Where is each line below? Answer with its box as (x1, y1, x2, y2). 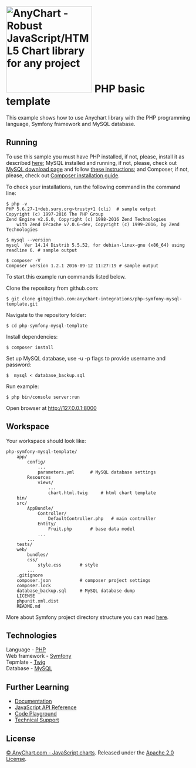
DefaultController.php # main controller (48, 515, 157, 521)
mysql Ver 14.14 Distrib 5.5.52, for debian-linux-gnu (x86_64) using (6, 242, 185, 248)
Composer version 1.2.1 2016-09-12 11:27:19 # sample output (6, 263, 159, 269)
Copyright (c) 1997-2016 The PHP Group (6, 211, 104, 217)
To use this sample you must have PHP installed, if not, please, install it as (6, 153, 185, 160)
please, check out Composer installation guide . (6, 171, 120, 179)
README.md (16, 603, 41, 609)
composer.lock (16, 582, 51, 588)
